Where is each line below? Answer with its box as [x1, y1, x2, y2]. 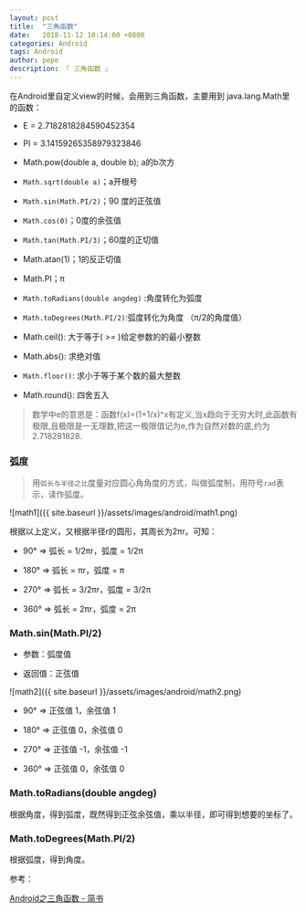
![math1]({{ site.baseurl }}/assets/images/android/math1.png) [9, 508, 238, 519]
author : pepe [9, 56, 59, 65]
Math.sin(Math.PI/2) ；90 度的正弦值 [22, 195, 162, 206]
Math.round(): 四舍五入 [22, 389, 110, 400]
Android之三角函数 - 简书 [9, 893, 104, 904]
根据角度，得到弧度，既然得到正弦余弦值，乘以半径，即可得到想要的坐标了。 [9, 809, 298, 820]
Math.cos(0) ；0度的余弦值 [22, 215, 121, 225]
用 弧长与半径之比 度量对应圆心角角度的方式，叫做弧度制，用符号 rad [31, 477, 277, 488]
